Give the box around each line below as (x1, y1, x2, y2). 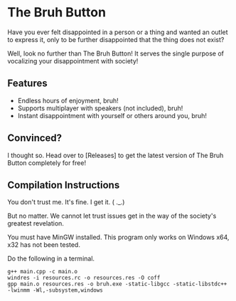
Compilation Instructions (7, 179, 120, 191)
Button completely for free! (7, 158, 87, 167)
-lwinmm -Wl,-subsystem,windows (7, 287, 103, 294)
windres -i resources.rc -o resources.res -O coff (7, 275, 161, 282)
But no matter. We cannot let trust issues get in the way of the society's (7, 211, 217, 221)
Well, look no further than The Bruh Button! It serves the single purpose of (7, 49, 225, 58)
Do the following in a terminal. (7, 254, 95, 263)
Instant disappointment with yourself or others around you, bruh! (17, 111, 208, 120)
